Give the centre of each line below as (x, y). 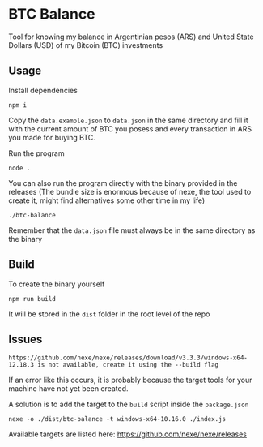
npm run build (32, 299)
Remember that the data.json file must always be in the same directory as (132, 230)
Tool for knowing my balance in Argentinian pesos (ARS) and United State (131, 37)
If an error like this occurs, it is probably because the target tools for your (130, 380)
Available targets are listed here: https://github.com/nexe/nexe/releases (127, 434)
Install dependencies (43, 90)
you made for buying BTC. (52, 137)
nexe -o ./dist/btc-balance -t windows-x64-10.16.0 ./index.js (117, 419)
